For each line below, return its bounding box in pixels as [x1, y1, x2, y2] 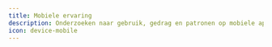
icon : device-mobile [8, 26, 79, 34]
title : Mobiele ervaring [8, 11, 92, 20]
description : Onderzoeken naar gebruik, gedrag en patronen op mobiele [8, 19, 255, 27]
